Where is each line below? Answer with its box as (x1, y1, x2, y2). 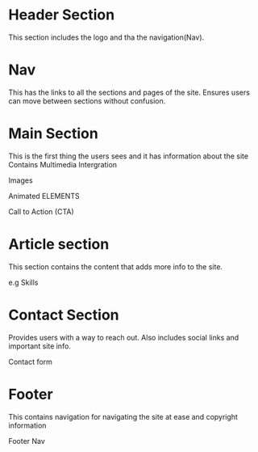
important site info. (8, 341, 71, 351)
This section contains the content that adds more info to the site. (8, 261, 223, 272)
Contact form (8, 357, 52, 366)
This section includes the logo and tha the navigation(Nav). (8, 32, 205, 42)
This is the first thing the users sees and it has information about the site (8, 151, 248, 161)
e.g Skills (8, 277, 39, 287)
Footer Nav (8, 436, 46, 446)
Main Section (8, 125, 98, 143)
